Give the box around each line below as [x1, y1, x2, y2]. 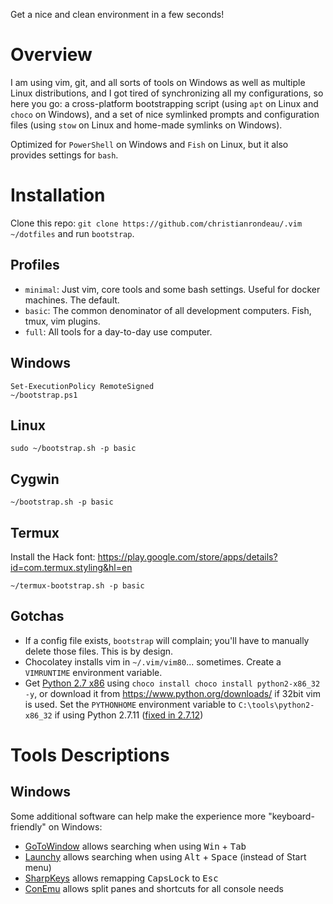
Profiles [10, 257, 60, 274]
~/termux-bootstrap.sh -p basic [10, 580, 145, 591]
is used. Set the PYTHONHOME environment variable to [24, 698, 237, 710]
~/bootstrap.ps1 [10, 390, 78, 400]
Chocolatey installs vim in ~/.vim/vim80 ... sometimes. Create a [24, 655, 282, 668]
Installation [10, 184, 106, 207]
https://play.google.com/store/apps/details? [97, 550, 278, 563]
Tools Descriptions [10, 744, 170, 766]
